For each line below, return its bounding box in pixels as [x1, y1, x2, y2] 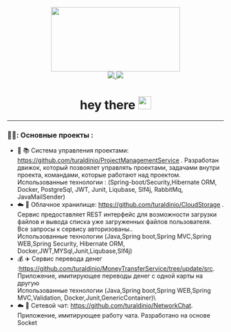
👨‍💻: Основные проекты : [7, 130, 94, 140]
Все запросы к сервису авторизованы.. [16, 225, 133, 233]
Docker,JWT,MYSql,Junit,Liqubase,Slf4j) [16, 247, 133, 255]
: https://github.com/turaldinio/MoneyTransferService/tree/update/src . [16, 265, 215, 273]
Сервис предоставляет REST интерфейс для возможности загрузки [16, 210, 217, 219]
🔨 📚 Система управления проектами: [16, 146, 129, 155]
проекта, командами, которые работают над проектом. [16, 171, 181, 179]
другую [16, 279, 40, 287]
